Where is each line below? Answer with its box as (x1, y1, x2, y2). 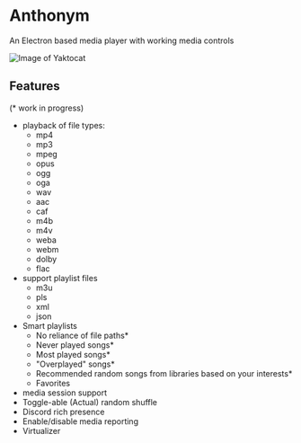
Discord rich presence (22, 406, 105, 417)
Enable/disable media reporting (22, 415, 139, 427)
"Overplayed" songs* (35, 359, 115, 369)
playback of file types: (22, 120, 105, 130)
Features (9, 78, 60, 94)
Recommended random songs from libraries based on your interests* (35, 368, 293, 378)
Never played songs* (35, 339, 114, 350)
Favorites (35, 377, 70, 388)
